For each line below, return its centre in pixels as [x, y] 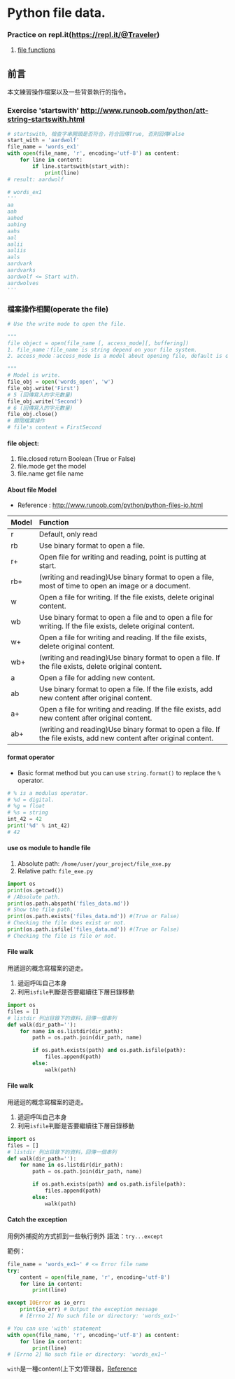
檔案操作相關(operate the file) [58, 309]
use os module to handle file [49, 848]
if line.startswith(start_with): [81, 166]
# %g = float [26, 806]
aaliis [17, 251]
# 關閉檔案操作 [26, 421]
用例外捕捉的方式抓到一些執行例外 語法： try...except [85, 1236]
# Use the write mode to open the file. [67, 324]
